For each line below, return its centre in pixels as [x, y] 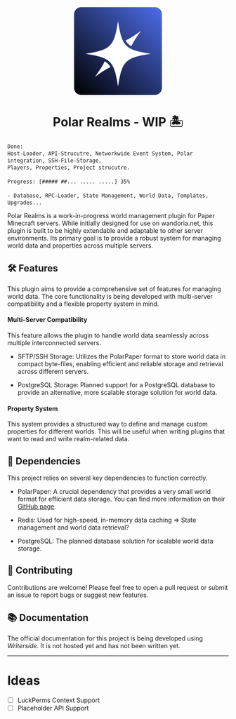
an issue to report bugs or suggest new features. [78, 595]
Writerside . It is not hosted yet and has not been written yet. [94, 645]
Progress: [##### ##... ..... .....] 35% [69, 182]
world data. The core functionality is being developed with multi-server [110, 296]
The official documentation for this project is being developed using [105, 638]
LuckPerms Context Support [59, 700]
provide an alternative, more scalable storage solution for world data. [117, 392]
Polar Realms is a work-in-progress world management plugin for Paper [111, 215]
